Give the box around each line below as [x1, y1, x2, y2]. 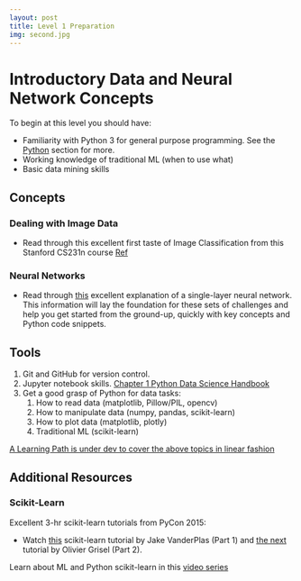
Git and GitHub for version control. [22, 368, 150, 379]
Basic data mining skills [22, 164, 110, 175]
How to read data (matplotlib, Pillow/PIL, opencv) [35, 397, 218, 408]
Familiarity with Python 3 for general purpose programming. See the [22, 135, 276, 146]
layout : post [9, 13, 59, 23]
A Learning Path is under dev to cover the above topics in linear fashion [9, 443, 275, 455]
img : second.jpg [9, 30, 70, 39]
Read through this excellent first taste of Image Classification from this [22, 238, 284, 248]
